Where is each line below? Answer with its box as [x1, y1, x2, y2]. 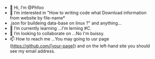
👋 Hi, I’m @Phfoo [9, 5, 44, 10]
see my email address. [9, 48, 55, 54]
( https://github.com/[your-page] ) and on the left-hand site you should [9, 43, 150, 49]
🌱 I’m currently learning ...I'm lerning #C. [9, 25, 91, 31]
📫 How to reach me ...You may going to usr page [9, 36, 109, 41]
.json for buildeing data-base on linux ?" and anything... [9, 20, 122, 26]
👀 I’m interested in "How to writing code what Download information [9, 10, 147, 16]
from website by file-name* [9, 15, 66, 20]
